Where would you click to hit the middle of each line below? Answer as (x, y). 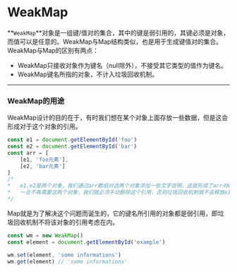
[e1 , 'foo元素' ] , (44, 160)
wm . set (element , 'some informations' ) (64, 255)
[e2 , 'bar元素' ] (43, 166)
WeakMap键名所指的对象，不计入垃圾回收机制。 (88, 74)
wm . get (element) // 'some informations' (68, 261)
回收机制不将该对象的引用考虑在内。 (66, 222)
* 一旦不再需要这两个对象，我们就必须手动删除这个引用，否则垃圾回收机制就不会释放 (116, 193)
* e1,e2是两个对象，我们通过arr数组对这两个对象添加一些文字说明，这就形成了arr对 (117, 186)
